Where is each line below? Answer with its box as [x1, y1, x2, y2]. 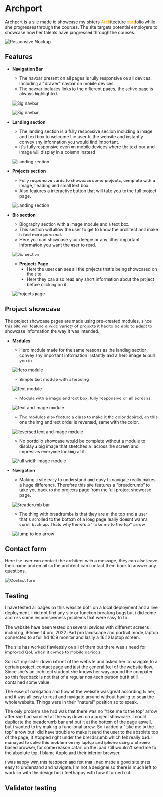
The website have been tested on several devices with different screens [5, 624, 149, 630]
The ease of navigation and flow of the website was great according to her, [5, 689, 156, 695]
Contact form [5, 544, 47, 553]
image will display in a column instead [19, 149, 96, 155]
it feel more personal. [19, 232, 62, 237]
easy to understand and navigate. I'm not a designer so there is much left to [5, 764, 157, 770]
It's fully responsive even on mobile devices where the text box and [19, 144, 155, 150]
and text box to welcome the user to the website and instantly [19, 133, 143, 139]
